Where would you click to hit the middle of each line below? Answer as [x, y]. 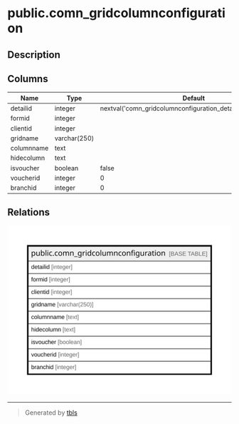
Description [34, 55]
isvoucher [25, 168]
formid [20, 118]
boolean [67, 168]
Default [193, 98]
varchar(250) [74, 138]
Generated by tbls [51, 413]
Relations [29, 212]
